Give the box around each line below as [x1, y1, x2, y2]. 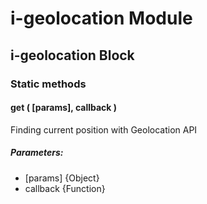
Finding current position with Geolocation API [10, 123, 198, 136]
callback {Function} [24, 182, 106, 194]
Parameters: [10, 147, 64, 159]
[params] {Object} [24, 172, 100, 184]
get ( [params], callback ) [10, 102, 118, 114]
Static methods [10, 77, 87, 91]
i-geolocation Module [10, 7, 193, 30]
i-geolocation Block [10, 47, 135, 64]
